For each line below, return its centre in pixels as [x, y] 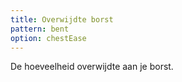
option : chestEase [48, 38]
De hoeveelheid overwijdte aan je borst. [92, 67]
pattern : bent [40, 29]
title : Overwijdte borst [62, 19]
